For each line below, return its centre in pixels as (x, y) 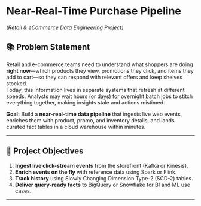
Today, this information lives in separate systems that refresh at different (95, 90)
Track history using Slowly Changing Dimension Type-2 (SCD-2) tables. (104, 178)
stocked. (17, 83)
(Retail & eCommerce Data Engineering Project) (65, 27)
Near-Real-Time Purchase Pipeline (94, 11)
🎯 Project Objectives (45, 151)
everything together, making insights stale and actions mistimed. (86, 102)
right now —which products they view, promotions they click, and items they (100, 70)
